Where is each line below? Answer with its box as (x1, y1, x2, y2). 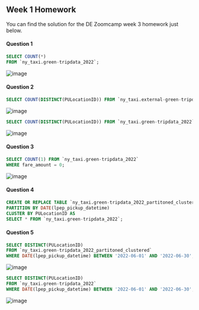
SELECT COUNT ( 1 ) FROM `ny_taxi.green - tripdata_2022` (6, 156, 139, 162)
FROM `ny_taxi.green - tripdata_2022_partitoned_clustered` (6, 248, 152, 254)
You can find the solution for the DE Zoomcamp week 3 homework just (6, 20, 179, 27)
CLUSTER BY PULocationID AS (6, 210, 76, 216)
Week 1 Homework (6, 5, 76, 15)
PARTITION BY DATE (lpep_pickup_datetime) (6, 205, 110, 211)
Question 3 (6, 143, 34, 150)
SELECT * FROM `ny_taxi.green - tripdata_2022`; (6, 216, 123, 222)
